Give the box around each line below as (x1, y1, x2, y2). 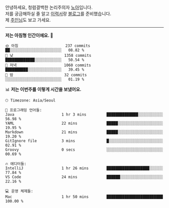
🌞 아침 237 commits (5, 43, 91, 48)
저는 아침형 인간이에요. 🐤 (5, 32, 54, 38)
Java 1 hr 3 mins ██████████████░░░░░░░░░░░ (5, 112, 163, 117)
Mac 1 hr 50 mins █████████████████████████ (5, 194, 163, 199)
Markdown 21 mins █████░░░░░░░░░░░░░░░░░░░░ (5, 130, 163, 135)
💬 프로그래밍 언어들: (5, 108, 42, 113)
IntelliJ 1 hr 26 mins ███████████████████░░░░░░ (5, 166, 163, 171)
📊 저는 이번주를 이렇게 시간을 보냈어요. (5, 86, 82, 92)
